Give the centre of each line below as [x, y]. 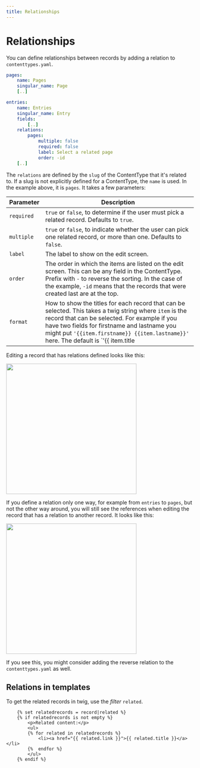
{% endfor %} [45, 749]
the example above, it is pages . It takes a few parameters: [76, 187]
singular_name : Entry [43, 113]
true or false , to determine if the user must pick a [115, 212]
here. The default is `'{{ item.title [90, 340]
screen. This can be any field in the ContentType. [114, 271]
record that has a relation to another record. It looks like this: [80, 515]
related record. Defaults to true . [89, 219]
